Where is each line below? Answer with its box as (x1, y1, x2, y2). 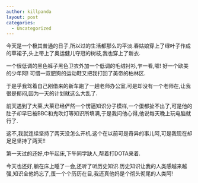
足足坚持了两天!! (6, 137, 46, 144)
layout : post (6, 14, 39, 20)
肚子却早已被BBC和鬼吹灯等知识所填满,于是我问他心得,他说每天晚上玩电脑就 (6, 110, 191, 117)
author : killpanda (6, 8, 52, 15)
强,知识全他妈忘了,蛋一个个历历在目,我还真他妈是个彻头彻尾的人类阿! (6, 170, 174, 177)
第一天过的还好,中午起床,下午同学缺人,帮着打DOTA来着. (6, 150, 141, 157)
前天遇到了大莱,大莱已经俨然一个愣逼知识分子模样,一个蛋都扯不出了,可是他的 (6, 102, 193, 110)
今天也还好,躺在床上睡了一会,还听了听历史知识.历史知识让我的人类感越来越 (6, 163, 188, 170)
